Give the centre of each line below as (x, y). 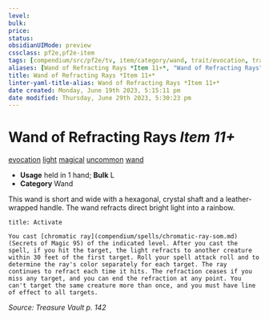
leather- (239, 199)
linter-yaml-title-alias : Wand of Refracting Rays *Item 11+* (114, 83)
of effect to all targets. (53, 293)
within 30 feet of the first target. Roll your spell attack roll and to (134, 257)
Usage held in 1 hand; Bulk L (67, 175)
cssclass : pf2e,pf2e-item (51, 53)
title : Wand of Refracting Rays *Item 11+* (82, 75)
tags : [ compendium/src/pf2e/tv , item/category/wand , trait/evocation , (128, 61)
